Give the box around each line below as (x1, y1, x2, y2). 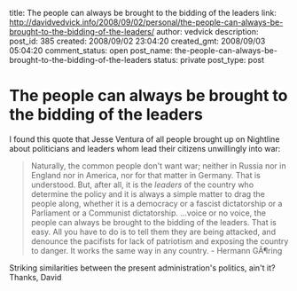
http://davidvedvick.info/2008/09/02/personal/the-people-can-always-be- (9, 17, 284, 28)
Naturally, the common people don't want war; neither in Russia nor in (30, 160, 286, 171)
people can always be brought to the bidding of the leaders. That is (30, 216, 277, 227)
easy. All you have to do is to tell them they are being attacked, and (30, 226, 277, 237)
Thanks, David (9, 271, 62, 282)
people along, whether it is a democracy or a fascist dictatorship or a (30, 198, 283, 208)
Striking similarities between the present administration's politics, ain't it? (9, 262, 276, 273)
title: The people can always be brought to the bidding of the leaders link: (9, 8, 277, 18)
